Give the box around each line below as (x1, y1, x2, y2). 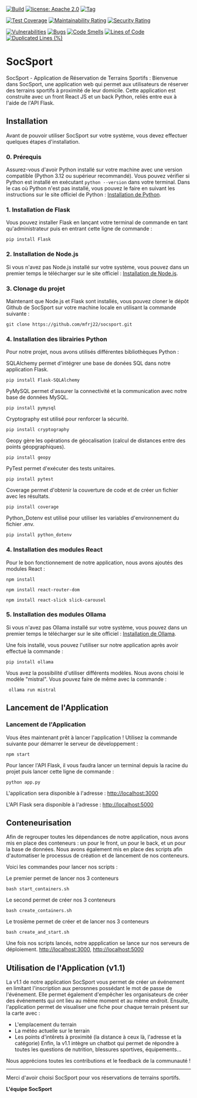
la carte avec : (6, 1009, 40, 1017)
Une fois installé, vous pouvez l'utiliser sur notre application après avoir (6, 641, 179, 648)
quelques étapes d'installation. (6, 138, 80, 145)
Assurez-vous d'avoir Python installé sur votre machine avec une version (6, 166, 183, 173)
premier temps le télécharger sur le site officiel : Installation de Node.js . (6, 270, 178, 277)
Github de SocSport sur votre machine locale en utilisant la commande (6, 304, 176, 311)
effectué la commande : (6, 648, 63, 655)
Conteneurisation (6, 818, 72, 828)
